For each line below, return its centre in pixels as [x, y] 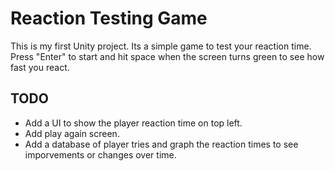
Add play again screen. [72, 133]
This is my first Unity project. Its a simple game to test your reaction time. [161, 46]
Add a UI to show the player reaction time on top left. [133, 123]
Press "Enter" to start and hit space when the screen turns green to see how [167, 56]
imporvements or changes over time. [100, 154]
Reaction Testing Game [109, 18]
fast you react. [40, 67]
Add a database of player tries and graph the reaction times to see [161, 144]
